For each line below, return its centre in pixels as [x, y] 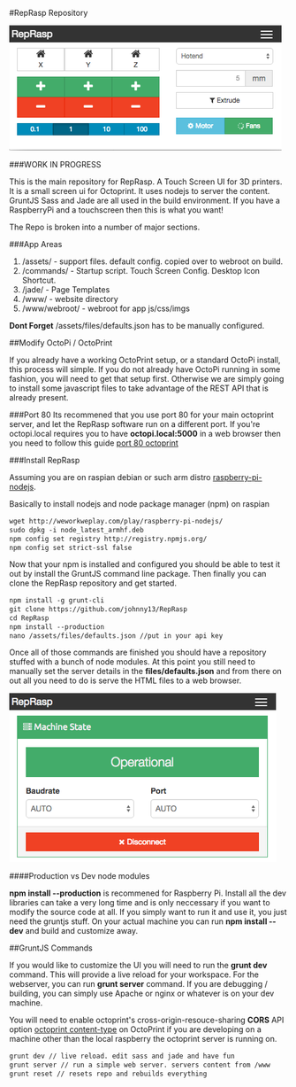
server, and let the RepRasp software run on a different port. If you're [135, 424]
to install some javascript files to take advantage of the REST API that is [139, 388]
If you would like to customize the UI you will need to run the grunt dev [138, 965]
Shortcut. [39, 280]
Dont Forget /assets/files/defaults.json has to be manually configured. [137, 326]
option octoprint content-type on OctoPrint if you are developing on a [136, 1029]
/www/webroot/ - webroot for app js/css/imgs [106, 308]
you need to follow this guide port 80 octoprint [94, 443]
